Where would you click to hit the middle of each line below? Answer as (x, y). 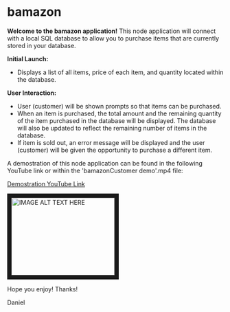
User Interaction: (32, 93)
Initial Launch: (28, 58)
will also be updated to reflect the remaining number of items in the (112, 128)
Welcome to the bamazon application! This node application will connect (112, 31)
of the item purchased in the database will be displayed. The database (116, 120)
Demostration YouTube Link (46, 183)
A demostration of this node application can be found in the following (105, 163)
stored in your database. (42, 45)
